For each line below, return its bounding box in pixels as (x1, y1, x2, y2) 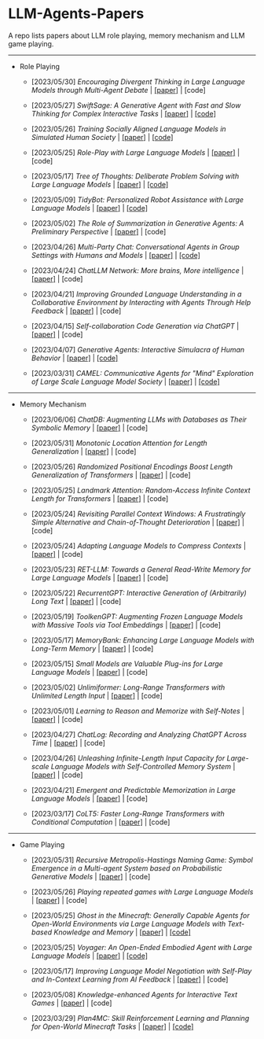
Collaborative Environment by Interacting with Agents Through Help (31, 297, 251, 307)
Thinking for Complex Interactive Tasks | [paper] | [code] (31, 109, 216, 118)
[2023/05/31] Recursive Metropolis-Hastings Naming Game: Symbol (31, 855, 253, 864)
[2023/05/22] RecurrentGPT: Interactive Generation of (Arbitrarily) (31, 588, 247, 598)
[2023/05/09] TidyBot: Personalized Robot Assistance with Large (31, 194, 244, 204)
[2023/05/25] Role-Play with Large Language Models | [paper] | (31, 147, 240, 157)
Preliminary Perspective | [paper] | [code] (31, 227, 167, 236)
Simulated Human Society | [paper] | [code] (31, 132, 174, 142)
